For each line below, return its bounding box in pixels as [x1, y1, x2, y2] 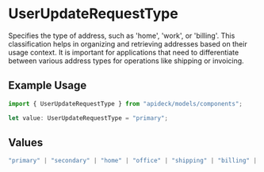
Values [8, 136, 44, 149]
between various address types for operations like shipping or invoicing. [8, 56, 244, 65]
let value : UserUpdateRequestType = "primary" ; [8, 114, 169, 122]
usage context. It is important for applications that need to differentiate [8, 47, 239, 57]
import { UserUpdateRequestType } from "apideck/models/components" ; [8, 99, 243, 107]
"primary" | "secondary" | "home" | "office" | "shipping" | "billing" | [8, 157, 258, 165]
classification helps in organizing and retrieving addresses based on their [8, 39, 247, 48]
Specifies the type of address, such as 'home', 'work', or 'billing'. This [8, 31, 235, 40]
